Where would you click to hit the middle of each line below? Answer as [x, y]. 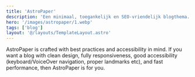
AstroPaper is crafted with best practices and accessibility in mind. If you [94, 49]
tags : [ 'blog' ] [25, 27]
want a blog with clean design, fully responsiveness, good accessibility [92, 56]
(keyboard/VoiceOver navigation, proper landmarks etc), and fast [85, 62]
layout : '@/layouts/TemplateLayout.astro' [59, 33]
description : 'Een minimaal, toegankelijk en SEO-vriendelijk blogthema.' [99, 17]
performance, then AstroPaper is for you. [56, 68]
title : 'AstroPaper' [31, 11]
